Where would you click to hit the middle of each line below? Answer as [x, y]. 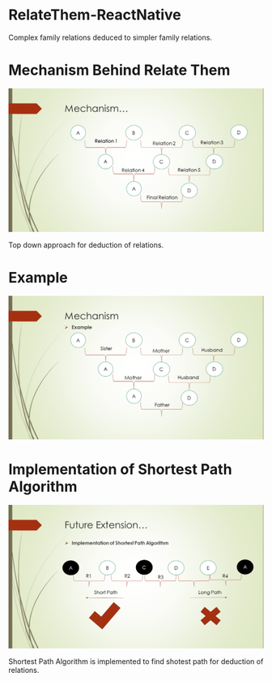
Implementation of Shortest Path [120, 469]
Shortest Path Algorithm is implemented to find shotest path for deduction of [136, 661]
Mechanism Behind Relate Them [119, 70]
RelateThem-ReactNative [95, 15]
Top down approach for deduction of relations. [86, 244]
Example [38, 278]
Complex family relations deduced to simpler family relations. [110, 37]
